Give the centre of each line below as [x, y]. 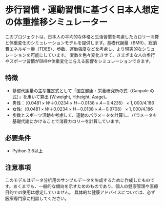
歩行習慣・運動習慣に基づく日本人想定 [82, 10]
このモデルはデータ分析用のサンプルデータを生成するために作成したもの [78, 180]
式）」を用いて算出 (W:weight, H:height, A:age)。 [61, 97]
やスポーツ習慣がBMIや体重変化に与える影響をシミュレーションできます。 [79, 61]
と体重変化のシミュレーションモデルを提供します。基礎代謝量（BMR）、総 [79, 42]
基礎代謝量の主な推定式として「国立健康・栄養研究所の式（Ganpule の [83, 90]
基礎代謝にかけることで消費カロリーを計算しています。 [67, 121]
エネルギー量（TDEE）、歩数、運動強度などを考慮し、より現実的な [76, 49]
